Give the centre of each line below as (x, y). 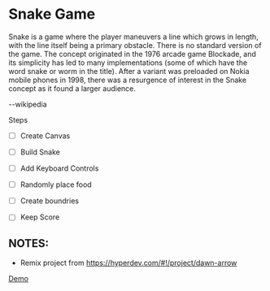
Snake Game (52, 14)
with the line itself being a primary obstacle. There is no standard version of (135, 45)
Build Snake (40, 152)
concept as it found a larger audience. (72, 88)
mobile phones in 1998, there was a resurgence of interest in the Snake (127, 80)
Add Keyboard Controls (59, 168)
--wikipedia (28, 104)
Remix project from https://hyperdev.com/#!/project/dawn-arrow (128, 263)
